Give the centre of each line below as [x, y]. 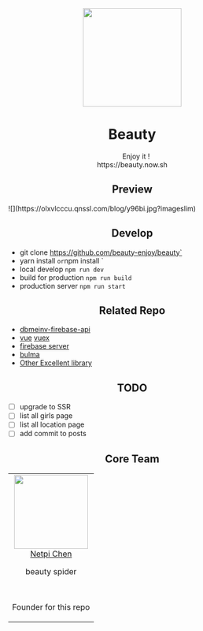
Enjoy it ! [136, 156]
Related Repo [132, 310]
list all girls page [46, 416]
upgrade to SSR [45, 407]
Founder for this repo [51, 607]
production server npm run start [72, 286]
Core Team [132, 459]
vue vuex [34, 338]
